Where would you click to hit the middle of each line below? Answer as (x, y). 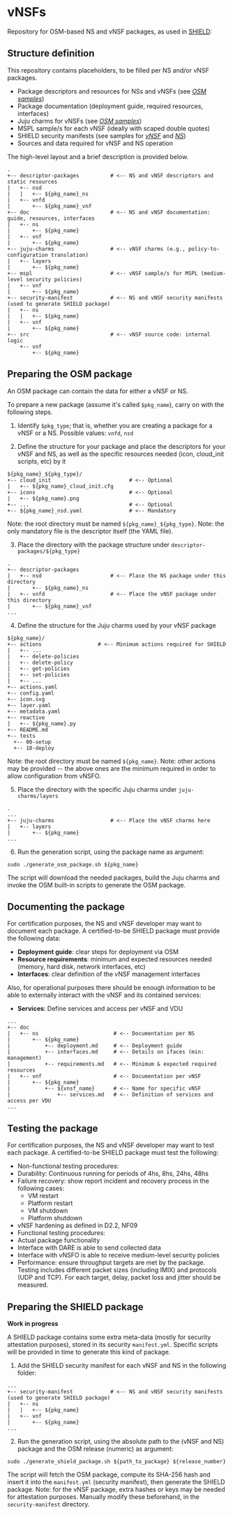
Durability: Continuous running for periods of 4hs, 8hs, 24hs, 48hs (113, 1174)
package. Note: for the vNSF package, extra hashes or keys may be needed (116, 1489)
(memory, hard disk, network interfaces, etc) (81, 967)
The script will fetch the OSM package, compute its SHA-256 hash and (109, 1475)
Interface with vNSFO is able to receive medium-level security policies (118, 1255)
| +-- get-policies (39, 668)
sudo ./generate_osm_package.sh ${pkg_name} (73, 864)
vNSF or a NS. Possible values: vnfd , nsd (75, 433)
